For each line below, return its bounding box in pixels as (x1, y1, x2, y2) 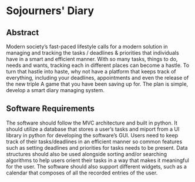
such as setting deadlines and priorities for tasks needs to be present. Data (6, 144, 188, 151)
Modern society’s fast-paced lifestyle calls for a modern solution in (6, 43, 169, 50)
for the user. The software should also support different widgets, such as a (6, 163, 187, 170)
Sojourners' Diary (6, 4, 95, 18)
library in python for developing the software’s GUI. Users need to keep (6, 132, 178, 139)
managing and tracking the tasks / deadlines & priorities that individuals (6, 49, 179, 56)
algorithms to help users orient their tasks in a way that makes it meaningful (6, 157, 189, 164)
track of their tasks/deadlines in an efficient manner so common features (6, 138, 183, 145)
